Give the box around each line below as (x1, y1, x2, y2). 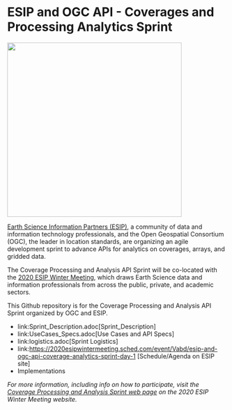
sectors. (7, 287, 31, 296)
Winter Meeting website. (7, 395, 77, 403)
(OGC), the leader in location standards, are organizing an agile (7, 237, 189, 245)
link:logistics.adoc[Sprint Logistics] (17, 337, 118, 345)
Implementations (17, 367, 66, 375)
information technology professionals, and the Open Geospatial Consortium (7, 229, 224, 238)
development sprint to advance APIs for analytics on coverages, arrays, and (7, 245, 225, 253)
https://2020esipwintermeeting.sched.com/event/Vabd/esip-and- (29, 344, 218, 353)
